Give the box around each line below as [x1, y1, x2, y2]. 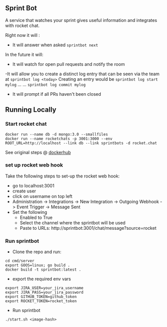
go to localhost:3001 [12, 182, 55, 188]
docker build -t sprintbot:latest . [5, 267, 81, 272]
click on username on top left [12, 193, 73, 199]
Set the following [12, 209, 47, 215]
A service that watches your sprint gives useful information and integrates [5, 17, 158, 23]
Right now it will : [5, 32, 40, 38]
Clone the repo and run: [12, 249, 61, 255]
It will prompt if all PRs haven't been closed [12, 91, 101, 97]
